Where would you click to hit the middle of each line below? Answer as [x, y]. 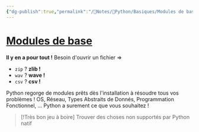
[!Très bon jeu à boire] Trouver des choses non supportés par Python [105, 117]
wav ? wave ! [30, 75]
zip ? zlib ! [28, 69]
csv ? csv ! [28, 81]
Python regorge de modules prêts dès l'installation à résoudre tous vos [93, 93]
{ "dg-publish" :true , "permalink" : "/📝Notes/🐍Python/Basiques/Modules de [95, 12]
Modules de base [49, 41]
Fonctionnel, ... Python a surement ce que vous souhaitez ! [78, 105]
